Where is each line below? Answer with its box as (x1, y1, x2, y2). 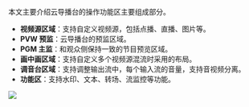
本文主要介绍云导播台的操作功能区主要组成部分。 (8, 7, 170, 16)
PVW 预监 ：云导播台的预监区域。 (19, 35, 131, 43)
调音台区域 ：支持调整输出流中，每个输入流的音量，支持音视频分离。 (19, 64, 246, 74)
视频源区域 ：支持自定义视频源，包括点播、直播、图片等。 (19, 24, 210, 34)
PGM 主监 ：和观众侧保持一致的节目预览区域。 (19, 44, 173, 54)
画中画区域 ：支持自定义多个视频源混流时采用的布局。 (19, 55, 197, 64)
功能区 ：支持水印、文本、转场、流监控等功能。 (19, 75, 175, 84)
